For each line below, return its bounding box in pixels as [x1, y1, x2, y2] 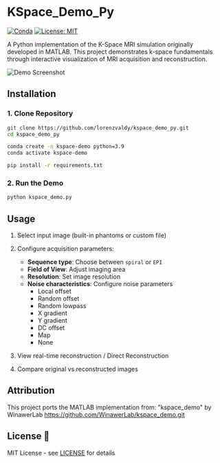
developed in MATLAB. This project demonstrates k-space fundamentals [7, 47, 213, 56]
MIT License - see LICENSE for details [7, 449, 115, 457]
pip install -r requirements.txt [7, 162, 103, 169]
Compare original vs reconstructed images [16, 365, 139, 373]
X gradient [37, 309, 67, 317]
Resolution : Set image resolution [27, 272, 121, 281]
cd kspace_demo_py [7, 131, 60, 138]
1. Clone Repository [7, 109, 74, 118]
